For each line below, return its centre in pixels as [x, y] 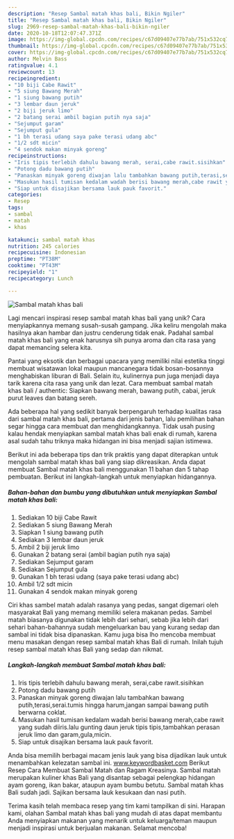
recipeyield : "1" [33, 272]
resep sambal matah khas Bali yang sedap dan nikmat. [86, 649]
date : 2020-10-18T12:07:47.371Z [55, 33]
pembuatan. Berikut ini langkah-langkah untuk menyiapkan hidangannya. [112, 477]
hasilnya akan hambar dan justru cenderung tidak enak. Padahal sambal [111, 333]
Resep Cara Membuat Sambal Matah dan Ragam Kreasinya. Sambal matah [114, 770]
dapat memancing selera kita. [50, 347]
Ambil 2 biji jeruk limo [49, 547]
